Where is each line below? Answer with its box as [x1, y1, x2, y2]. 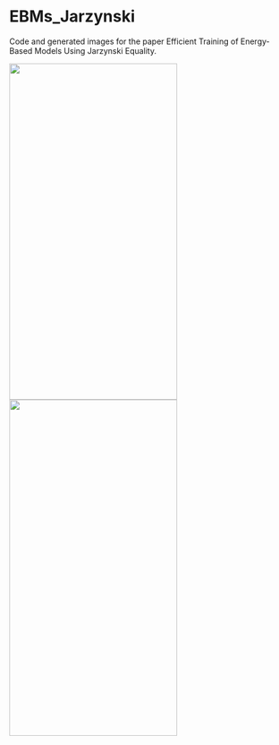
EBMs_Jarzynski [9, 6, 136, 27]
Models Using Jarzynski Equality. [34, 45, 157, 56]
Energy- [240, 36, 270, 47]
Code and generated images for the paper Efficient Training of [9, 36, 239, 47]
